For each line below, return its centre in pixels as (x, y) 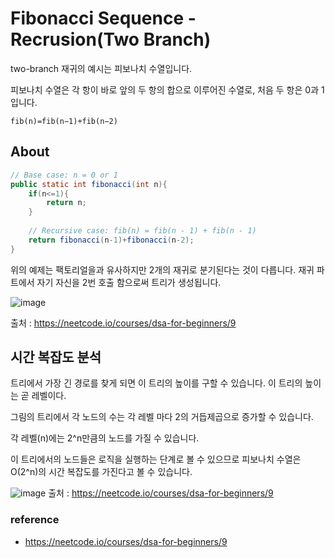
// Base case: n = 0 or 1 (64, 175)
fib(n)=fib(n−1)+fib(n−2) (64, 121)
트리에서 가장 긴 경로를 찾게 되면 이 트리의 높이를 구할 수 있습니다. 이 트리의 (156, 383)
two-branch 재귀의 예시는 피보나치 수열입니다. (101, 68)
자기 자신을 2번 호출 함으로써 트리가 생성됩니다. (129, 282)
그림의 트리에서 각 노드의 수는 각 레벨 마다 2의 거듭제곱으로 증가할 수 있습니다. (162, 417)
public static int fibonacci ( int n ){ (89, 184)
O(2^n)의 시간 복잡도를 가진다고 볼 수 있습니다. (101, 472)
